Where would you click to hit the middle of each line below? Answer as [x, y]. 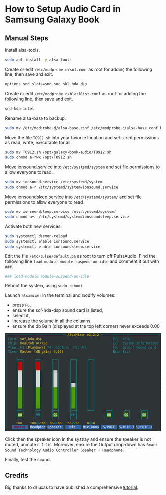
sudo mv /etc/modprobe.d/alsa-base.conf [47, 128]
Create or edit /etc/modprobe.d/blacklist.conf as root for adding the [76, 93]
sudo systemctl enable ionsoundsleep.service [53, 247]
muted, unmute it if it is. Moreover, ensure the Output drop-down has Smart [81, 445]
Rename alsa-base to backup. [36, 118]
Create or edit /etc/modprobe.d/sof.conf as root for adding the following [79, 69]
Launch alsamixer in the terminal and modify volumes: [60, 295]
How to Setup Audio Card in [63, 9]
